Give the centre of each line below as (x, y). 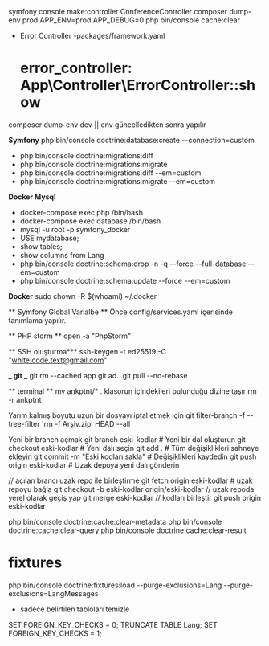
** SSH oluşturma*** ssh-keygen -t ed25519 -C (88, 351)
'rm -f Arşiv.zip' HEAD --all (86, 423)
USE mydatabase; (49, 238)
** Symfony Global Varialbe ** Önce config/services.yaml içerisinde (120, 312)
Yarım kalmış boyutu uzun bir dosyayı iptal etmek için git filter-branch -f (127, 415)
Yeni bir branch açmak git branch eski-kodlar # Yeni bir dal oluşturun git (127, 439)
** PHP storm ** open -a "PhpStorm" (70, 336)
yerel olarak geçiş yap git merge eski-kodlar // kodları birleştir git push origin (135, 497)
